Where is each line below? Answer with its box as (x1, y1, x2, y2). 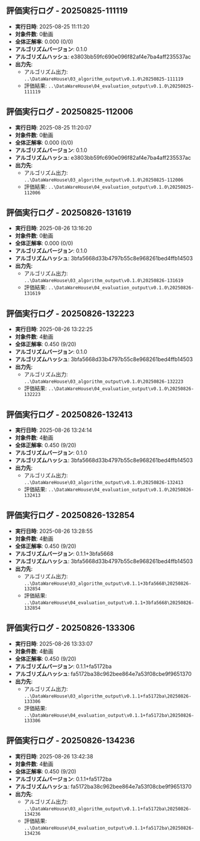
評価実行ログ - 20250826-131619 (6, 207, 131, 218)
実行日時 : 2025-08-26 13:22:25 (14, 326, 93, 333)
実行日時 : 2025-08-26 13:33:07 (14, 640, 93, 647)
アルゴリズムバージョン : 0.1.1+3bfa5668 (14, 550, 114, 557)
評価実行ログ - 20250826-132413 (6, 409, 133, 420)
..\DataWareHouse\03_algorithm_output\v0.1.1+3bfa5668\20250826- (23, 581, 192, 587)
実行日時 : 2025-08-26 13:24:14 (14, 427, 92, 434)
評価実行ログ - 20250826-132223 (6, 308, 134, 318)
